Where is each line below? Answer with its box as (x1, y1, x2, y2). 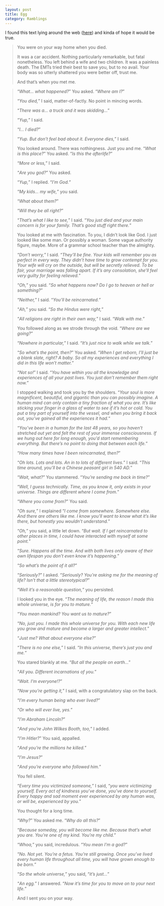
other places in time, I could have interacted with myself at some (17, 533, 148, 539)
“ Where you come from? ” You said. (17, 499, 88, 504)
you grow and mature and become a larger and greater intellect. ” (17, 626, 149, 631)
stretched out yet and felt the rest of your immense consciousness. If (17, 430, 157, 436)
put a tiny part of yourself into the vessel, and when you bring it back (17, 410, 157, 416)
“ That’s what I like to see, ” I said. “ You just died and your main (17, 217, 143, 223)
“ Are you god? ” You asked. (17, 170, 72, 176)
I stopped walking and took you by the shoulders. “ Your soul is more (17, 389, 155, 395)
